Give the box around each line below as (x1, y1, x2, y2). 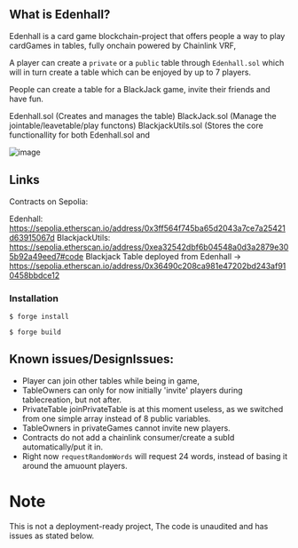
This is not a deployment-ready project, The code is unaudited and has (9, 520, 269, 531)
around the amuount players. (21, 460, 129, 471)
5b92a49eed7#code (9, 250, 84, 261)
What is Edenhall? (9, 7, 111, 22)
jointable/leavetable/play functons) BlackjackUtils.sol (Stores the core (9, 120, 263, 131)
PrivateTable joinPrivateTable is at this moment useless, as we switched (21, 403, 284, 414)
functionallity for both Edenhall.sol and (9, 129, 151, 140)
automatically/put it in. (21, 441, 104, 452)
